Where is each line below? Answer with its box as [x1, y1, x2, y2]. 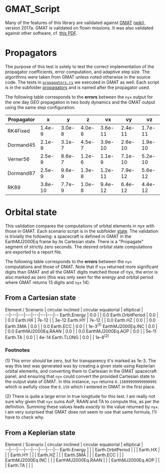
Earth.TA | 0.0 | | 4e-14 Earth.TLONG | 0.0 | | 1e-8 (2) [5, 334, 110, 340]
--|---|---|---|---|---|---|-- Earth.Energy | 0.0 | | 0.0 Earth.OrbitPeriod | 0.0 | [5, 312, 159, 318]
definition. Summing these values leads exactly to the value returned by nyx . [5, 404, 160, 410]
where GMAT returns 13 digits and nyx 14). [5, 279, 90, 285]
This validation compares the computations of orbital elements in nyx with [5, 223, 155, 229]
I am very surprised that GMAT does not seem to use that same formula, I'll [5, 409, 157, 415]
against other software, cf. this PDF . [5, 30, 78, 36]
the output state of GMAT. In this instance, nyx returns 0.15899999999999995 [5, 379, 157, 385]
